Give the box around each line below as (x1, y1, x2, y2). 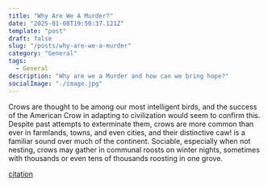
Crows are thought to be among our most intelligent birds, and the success (8, 102, 258, 112)
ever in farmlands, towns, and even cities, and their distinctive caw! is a (8, 127, 246, 137)
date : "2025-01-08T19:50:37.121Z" (8, 19, 125, 27)
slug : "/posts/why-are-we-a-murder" (8, 42, 132, 50)
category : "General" (8, 49, 78, 57)
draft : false (8, 34, 52, 43)
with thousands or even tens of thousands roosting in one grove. (8, 153, 224, 163)
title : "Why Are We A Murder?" (8, 11, 114, 20)
